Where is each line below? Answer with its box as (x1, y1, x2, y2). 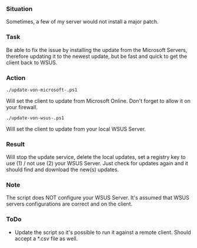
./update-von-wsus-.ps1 (6, 115, 65, 121)
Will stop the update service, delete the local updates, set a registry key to (6, 154, 186, 161)
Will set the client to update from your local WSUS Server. (6, 125, 146, 132)
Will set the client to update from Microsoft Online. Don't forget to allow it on (6, 97, 191, 105)
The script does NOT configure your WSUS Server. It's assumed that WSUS (6, 194, 189, 201)
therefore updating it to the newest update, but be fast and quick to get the (6, 53, 187, 60)
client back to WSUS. (6, 58, 58, 66)
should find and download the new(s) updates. (6, 166, 119, 173)
